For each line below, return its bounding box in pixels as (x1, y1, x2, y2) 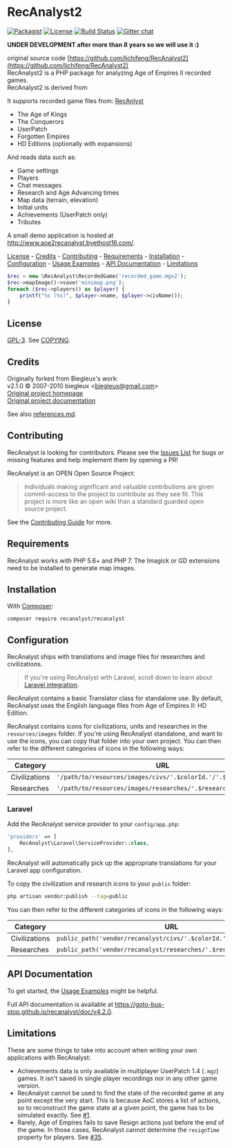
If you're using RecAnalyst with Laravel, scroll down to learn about (23, 673, 213, 682)
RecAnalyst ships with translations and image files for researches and (7, 653, 205, 661)
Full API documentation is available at (7, 1000, 114, 1008)
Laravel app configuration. (7, 866, 82, 875)
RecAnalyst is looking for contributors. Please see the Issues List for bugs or (7, 448, 224, 457)
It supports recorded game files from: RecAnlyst (7, 96, 144, 104)
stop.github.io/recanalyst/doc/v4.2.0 (7, 1008, 112, 1016)
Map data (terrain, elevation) (17, 195, 99, 204)
